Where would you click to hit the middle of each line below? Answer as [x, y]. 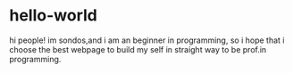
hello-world [54, 16]
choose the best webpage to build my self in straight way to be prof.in [138, 49]
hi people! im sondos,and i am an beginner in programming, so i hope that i [147, 40]
